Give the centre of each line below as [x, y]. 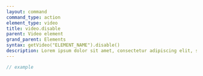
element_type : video [32, 23]
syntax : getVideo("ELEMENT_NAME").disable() [63, 45]
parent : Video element [35, 34]
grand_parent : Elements [36, 39]
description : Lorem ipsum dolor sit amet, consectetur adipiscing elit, [100, 51]
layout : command [27, 12]
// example [20, 67]
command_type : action [34, 17]
